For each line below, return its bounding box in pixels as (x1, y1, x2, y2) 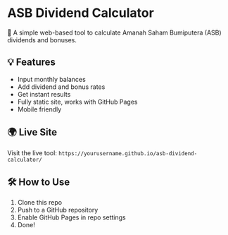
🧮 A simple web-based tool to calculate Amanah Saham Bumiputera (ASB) (7, 28, 222, 37)
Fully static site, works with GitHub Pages (17, 97, 138, 106)
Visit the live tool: (7, 148, 58, 157)
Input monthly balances (17, 75, 86, 83)
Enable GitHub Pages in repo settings (17, 213, 126, 222)
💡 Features (7, 56, 56, 68)
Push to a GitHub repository (17, 206, 99, 215)
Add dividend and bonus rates (17, 83, 106, 91)
